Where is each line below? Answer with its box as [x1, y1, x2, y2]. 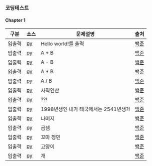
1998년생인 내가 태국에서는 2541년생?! [40, 106, 130, 113]
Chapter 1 [5, 17, 26, 23]
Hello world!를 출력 [40, 40, 84, 47]
